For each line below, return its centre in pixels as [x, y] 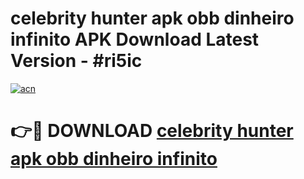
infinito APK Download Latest [135, 39]
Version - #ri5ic [76, 61]
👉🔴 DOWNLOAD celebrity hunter [152, 131]
